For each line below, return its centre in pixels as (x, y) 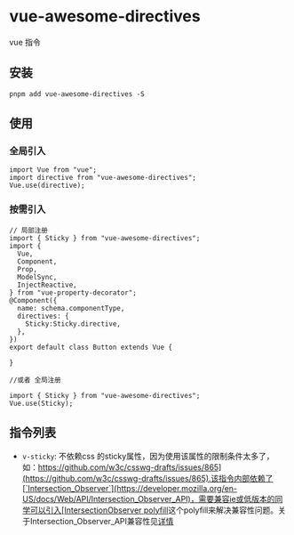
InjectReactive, (47, 285)
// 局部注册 (29, 230)
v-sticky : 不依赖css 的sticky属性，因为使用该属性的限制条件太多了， (148, 456)
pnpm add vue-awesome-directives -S (77, 94)
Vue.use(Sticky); (41, 403)
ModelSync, (37, 277)
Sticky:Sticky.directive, (73, 324)
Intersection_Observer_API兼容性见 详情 (102, 521)
